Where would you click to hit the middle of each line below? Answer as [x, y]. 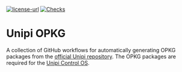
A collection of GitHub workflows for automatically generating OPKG [91, 50]
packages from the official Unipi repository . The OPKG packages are [91, 56]
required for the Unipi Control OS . [48, 62]
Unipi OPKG [36, 34]
